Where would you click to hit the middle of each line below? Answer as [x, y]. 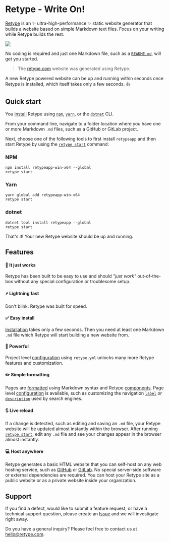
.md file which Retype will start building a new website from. [67, 335]
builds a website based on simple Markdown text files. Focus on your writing [85, 29]
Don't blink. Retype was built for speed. [46, 306]
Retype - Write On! [45, 9]
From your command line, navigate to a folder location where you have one [83, 123]
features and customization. [34, 363]
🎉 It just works [21, 265]
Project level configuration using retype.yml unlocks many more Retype [80, 357]
